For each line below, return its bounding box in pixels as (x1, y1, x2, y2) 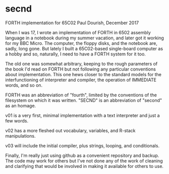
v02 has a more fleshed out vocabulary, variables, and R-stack (5, 127, 136, 134)
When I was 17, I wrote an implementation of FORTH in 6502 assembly (5, 29, 151, 35)
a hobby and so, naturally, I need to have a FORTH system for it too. (5, 51, 146, 57)
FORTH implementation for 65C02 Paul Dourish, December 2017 (5, 20, 139, 26)
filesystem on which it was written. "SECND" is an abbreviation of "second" (5, 97, 162, 103)
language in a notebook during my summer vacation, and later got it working (5, 35, 164, 41)
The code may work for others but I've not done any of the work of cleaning (5, 157, 163, 164)
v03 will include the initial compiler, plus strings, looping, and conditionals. (5, 142, 160, 149)
